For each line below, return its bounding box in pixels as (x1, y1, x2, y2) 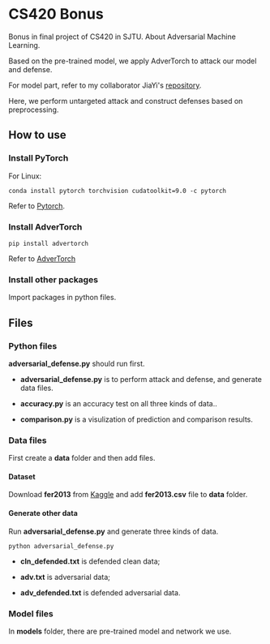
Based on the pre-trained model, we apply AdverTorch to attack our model (8, 56, 257, 66)
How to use (8, 128, 66, 142)
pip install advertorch (8, 239, 89, 247)
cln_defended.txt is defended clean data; (19, 556, 161, 566)
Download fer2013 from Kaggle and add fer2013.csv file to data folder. (8, 490, 248, 500)
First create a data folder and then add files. (8, 453, 156, 463)
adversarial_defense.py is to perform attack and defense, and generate (19, 374, 262, 384)
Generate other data (8, 509, 79, 517)
